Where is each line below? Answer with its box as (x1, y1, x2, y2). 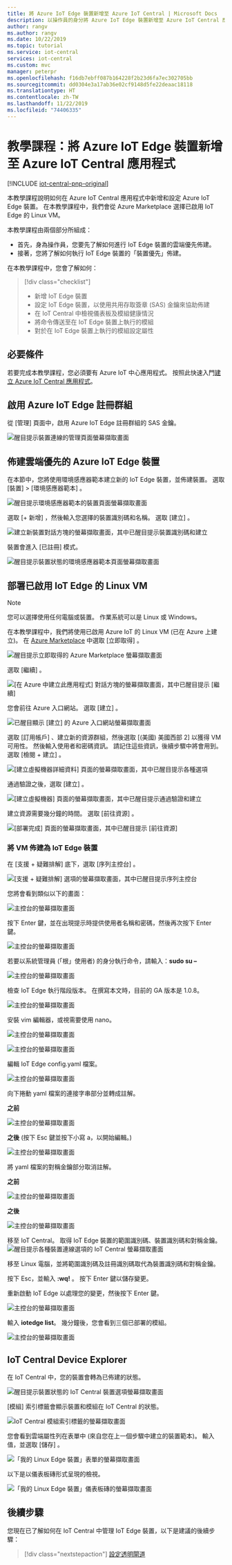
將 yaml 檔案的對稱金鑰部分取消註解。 (7, 1163, 115, 1171)
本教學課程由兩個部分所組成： (7, 226, 92, 234)
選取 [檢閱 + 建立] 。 (7, 750, 66, 759)
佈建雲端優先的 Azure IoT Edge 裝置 (7, 455, 160, 467)
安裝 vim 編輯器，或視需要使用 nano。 (7, 1015, 116, 1024)
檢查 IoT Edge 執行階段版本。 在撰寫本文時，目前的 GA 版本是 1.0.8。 (7, 986, 204, 995)
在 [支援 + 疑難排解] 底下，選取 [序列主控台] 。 (7, 860, 139, 869)
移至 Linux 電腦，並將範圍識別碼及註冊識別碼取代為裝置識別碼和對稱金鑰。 (7, 1260, 220, 1268)
